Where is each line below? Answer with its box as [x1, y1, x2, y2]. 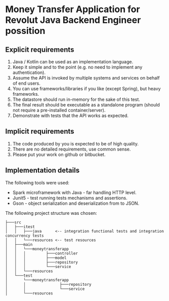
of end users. [12, 80, 40, 86]
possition [5, 25, 46, 36]
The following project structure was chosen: [5, 210, 97, 216]
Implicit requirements [5, 127, 74, 136]
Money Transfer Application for [5, 4, 140, 15]
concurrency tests [5, 233, 44, 238]
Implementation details [5, 166, 80, 175]
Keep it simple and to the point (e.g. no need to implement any [12, 64, 143, 70]
